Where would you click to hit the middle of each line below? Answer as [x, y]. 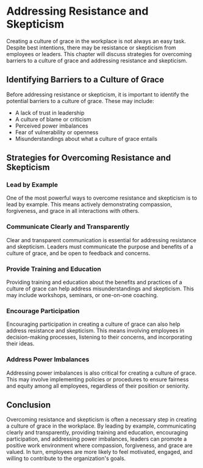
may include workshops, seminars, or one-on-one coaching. [82, 295]
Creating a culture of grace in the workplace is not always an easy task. [96, 41]
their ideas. [20, 344]
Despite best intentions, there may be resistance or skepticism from [91, 48]
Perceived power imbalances [52, 126]
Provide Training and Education [54, 268]
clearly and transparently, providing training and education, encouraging [97, 433]
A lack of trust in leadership [50, 113]
